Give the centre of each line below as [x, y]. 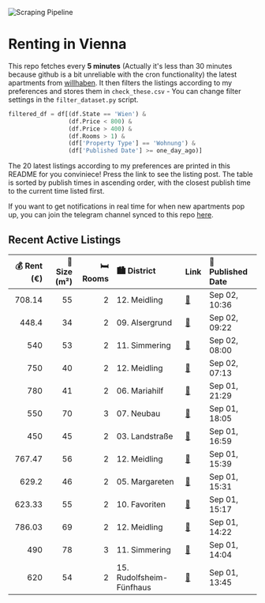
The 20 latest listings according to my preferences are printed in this [119, 166]
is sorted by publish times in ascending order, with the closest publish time [129, 183]
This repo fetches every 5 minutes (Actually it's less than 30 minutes [120, 66]
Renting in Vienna [67, 44]
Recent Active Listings [65, 240]
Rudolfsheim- [142, 577]
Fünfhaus [134, 587]
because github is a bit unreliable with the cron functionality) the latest [123, 74]
